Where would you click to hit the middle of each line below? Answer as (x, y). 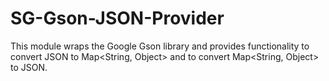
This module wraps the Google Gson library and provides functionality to (160, 46)
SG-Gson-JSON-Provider (117, 18)
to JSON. (29, 67)
